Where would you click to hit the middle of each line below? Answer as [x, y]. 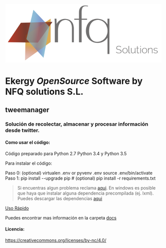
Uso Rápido [17, 208]
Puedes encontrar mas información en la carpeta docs [61, 218]
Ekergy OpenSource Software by [74, 81]
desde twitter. [22, 130]
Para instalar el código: [29, 163]
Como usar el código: [28, 142]
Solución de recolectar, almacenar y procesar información [77, 124]
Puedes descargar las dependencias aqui [60, 198]
